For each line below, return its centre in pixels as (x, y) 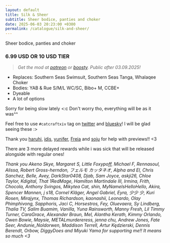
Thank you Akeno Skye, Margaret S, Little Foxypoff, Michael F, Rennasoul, (83, 164)
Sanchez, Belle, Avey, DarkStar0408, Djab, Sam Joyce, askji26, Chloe (78, 176)
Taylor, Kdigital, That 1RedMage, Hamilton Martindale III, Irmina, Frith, (78, 181)
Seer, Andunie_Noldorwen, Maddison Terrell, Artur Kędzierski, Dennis (78, 225)
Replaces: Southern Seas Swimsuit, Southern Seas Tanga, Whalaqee (84, 77)
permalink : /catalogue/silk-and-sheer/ (47, 29)
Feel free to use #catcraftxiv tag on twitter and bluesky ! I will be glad (78, 124)
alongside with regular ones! (35, 154)
